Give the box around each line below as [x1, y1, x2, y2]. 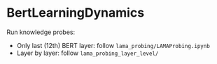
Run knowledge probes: [6, 28, 76, 36]
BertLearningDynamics [6, 5, 145, 21]
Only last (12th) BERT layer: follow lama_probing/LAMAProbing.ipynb [16, 41, 211, 49]
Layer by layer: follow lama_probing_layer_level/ [16, 49, 159, 57]
